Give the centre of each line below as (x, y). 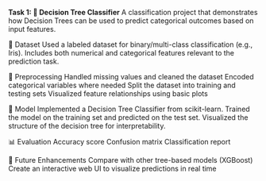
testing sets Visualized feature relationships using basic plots (108, 94)
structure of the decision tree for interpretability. (87, 126)
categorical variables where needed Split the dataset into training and (122, 85)
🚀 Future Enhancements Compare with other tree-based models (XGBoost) (131, 160)
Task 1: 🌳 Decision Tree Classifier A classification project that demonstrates (133, 12)
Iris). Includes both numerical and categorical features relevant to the (121, 53)
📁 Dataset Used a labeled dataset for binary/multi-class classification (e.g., (130, 44)
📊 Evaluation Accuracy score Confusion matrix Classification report (120, 142)
